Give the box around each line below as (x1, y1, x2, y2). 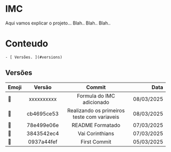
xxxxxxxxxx (28, 95, 57, 103)
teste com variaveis (73, 113, 120, 120)
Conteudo (5, 38, 48, 49)
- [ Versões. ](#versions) (5, 55, 63, 60)
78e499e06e (26, 121, 59, 129)
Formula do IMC (77, 92, 116, 99)
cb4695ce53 (26, 110, 59, 117)
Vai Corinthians (78, 130, 115, 137)
